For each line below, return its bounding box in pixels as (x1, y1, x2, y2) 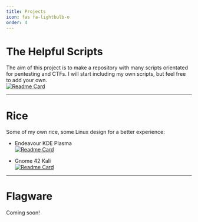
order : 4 (6, 19, 28, 25)
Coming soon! (6, 209, 40, 216)
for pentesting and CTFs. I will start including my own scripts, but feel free (6, 70, 186, 78)
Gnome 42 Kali (14, 157, 51, 164)
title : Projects (6, 8, 46, 15)
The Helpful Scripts (6, 45, 103, 58)
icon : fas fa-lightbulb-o (6, 14, 70, 20)
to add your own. (6, 77, 48, 84)
